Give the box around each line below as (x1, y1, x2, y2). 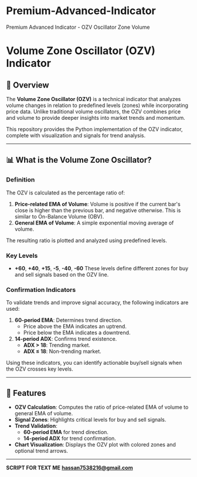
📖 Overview (6, 80, 49, 90)
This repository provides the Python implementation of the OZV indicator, (6, 125, 183, 133)
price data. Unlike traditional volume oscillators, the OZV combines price (6, 108, 181, 115)
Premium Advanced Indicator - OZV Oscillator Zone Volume (6, 23, 150, 31)
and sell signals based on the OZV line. (14, 271, 109, 278)
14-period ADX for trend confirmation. (23, 435, 116, 442)
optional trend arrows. (14, 448, 69, 455)
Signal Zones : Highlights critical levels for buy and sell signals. (14, 416, 167, 424)
